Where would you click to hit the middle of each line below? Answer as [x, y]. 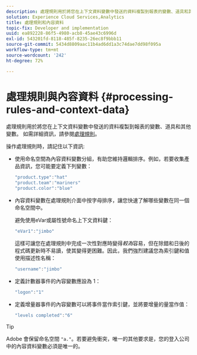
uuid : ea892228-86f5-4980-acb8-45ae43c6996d [61, 34]
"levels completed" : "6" [44, 315]
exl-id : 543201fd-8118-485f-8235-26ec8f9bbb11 [64, 39]
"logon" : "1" [29, 292]
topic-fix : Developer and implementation [57, 28]
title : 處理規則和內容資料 [35, 22]
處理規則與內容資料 [52, 97]
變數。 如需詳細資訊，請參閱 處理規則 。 [53, 134]
